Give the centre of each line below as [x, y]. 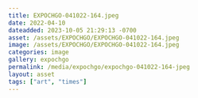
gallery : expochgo [39, 60]
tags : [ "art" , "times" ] [48, 81]
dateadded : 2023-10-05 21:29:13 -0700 [72, 30]
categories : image [39, 52]
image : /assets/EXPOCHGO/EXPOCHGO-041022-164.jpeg [94, 45]
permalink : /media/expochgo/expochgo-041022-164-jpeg [99, 67]
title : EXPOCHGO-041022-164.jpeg [64, 15]
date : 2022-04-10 [37, 23]
